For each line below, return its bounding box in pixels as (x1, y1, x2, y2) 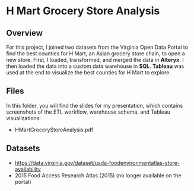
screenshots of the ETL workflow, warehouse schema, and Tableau (6, 108, 171, 115)
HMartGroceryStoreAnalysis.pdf (14, 126, 94, 133)
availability (14, 165, 42, 173)
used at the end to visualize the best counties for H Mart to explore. (6, 69, 171, 76)
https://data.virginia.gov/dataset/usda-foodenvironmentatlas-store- (14, 159, 180, 166)
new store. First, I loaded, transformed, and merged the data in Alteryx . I (6, 57, 184, 63)
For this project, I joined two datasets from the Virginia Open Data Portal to (6, 43, 189, 51)
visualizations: (6, 114, 42, 121)
